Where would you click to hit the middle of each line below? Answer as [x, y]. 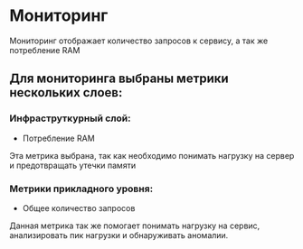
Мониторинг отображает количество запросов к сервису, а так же [139, 41]
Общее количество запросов [79, 207]
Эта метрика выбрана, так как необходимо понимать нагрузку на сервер [152, 155]
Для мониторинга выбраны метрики [119, 79]
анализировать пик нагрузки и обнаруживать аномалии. [119, 235]
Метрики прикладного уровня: [81, 189]
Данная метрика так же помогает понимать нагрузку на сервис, [135, 226]
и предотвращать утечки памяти [73, 165]
